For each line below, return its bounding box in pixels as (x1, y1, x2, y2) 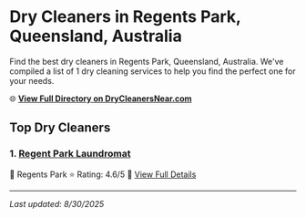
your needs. (9, 75, 55, 86)
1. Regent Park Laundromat (9, 148, 131, 161)
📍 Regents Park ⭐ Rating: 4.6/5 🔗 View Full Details (9, 169, 197, 180)
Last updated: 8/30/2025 (9, 198, 105, 209)
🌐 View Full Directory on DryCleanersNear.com (9, 93, 193, 104)
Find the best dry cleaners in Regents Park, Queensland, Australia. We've (9, 56, 284, 67)
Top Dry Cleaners (9, 120, 111, 136)
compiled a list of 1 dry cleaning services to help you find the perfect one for (9, 66, 296, 77)
